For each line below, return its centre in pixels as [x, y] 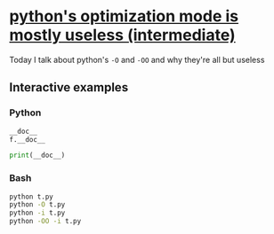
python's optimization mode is [124, 16]
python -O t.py [37, 205]
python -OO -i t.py [45, 222]
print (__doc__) [37, 156]
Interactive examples [69, 87]
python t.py [31, 197]
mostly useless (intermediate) [122, 35]
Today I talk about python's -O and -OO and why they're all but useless [137, 59]
